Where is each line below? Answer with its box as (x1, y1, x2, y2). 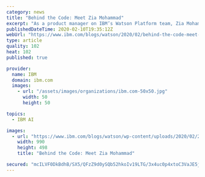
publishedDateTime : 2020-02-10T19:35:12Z (6, 26, 113, 32)
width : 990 (17, 139, 45, 145)
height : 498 (17, 145, 48, 151)
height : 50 (22, 100, 51, 106)
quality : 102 (6, 43, 40, 50)
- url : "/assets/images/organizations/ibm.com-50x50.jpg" (17, 88, 168, 95)
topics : (6, 111, 26, 117)
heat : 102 (6, 49, 32, 55)
